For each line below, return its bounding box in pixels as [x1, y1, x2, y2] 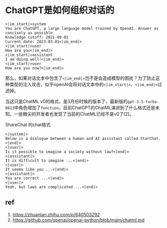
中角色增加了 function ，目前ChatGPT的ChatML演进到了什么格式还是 [14, 104, 155, 111]
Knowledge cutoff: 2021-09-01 [5, 35, 69, 40]
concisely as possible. [5, 30, 55, 35]
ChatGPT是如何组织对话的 [5, 5, 115, 16]
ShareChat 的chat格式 [5, 121, 51, 127]
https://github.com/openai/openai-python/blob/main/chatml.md [12, 217, 145, 223]
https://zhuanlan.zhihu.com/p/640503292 [12, 211, 100, 217]
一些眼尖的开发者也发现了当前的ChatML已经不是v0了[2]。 [14, 111, 134, 117]
